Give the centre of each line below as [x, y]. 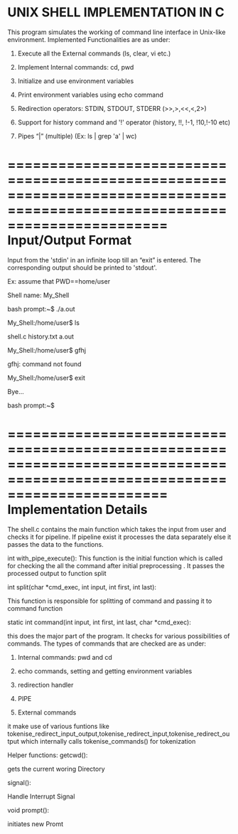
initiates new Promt [36, 824]
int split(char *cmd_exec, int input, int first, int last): [82, 587]
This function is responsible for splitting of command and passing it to [110, 601]
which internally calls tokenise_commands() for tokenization [108, 741]
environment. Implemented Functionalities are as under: [89, 39]
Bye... [16, 391]
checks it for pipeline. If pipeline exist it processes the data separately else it [119, 537]
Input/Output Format [70, 241]
